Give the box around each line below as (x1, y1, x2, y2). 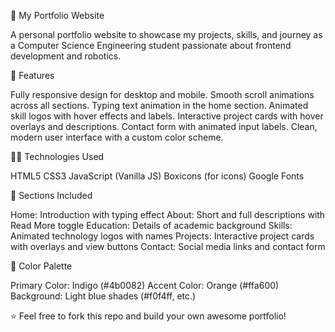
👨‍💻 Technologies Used (10, 151, 105, 162)
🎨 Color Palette (10, 260, 73, 272)
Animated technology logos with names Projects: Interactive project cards (10, 230, 315, 242)
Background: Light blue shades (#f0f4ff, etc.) (10, 290, 197, 302)
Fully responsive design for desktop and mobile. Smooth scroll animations (10, 89, 315, 100)
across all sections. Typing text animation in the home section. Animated (10, 100, 309, 111)
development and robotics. (10, 50, 122, 62)
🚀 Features (10, 70, 55, 81)
